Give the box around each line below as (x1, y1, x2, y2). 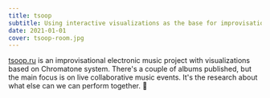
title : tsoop (8, 11, 52, 20)
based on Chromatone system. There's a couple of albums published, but (8, 65, 252, 74)
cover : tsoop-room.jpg (8, 33, 84, 42)
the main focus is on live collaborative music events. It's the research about (8, 73, 258, 82)
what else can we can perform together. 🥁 (8, 81, 148, 91)
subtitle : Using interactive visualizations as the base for (8, 19, 218, 27)
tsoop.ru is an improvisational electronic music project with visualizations (8, 56, 251, 65)
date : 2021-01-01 (8, 26, 67, 34)
